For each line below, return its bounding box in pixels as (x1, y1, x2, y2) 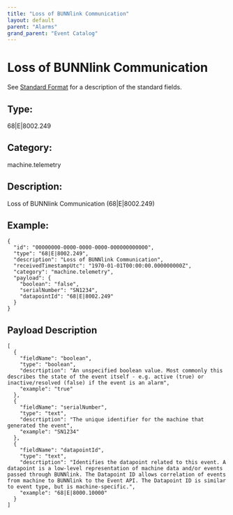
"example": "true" (20, 386, 73, 393)
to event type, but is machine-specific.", (7, 484, 136, 491)
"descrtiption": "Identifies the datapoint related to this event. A (20, 459, 227, 466)
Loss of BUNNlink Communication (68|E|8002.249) (7, 199, 155, 208)
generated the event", (7, 422, 73, 430)
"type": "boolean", (20, 361, 77, 368)
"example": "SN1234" (20, 428, 80, 435)
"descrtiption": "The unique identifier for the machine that (20, 416, 204, 423)
